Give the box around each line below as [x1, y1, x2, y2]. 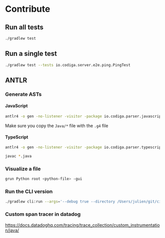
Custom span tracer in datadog [5, 211, 81, 218]
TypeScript [5, 134, 28, 140]
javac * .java [5, 154, 32, 159]
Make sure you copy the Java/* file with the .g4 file [5, 123, 109, 129]
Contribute [5, 3, 51, 15]
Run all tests [5, 23, 44, 31]
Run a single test [5, 50, 57, 58]
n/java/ [5, 227, 20, 233]
